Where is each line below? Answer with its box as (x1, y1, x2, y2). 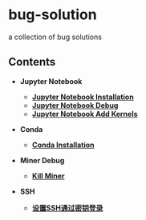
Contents (8, 55, 56, 69)
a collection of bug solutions (8, 32, 103, 42)
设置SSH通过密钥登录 (31, 202, 103, 213)
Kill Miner (31, 170, 66, 181)
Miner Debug (19, 155, 65, 165)
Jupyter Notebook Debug (31, 100, 119, 110)
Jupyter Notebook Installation (31, 92, 134, 102)
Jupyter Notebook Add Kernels (31, 109, 138, 118)
